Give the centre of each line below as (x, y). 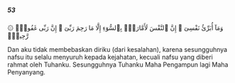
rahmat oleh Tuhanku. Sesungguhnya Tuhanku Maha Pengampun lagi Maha (118, 65)
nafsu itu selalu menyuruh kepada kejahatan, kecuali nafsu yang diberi (110, 57)
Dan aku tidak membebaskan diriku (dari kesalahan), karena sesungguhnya (117, 49)
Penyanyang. (27, 72)
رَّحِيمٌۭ (18, 35)
